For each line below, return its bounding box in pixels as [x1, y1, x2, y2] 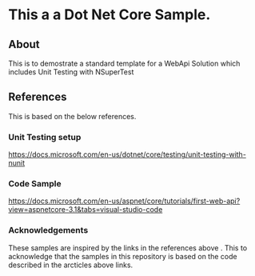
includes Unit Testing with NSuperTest [8, 67, 134, 77]
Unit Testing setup [8, 131, 82, 142]
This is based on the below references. [8, 111, 137, 121]
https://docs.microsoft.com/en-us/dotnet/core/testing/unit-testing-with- [8, 150, 246, 159]
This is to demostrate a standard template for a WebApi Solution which [8, 58, 241, 68]
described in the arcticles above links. [8, 260, 133, 270]
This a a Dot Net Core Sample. [8, 6, 211, 24]
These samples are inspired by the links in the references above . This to [8, 242, 248, 253]
